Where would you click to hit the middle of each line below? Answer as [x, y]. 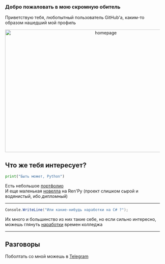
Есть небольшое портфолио [34, 185]
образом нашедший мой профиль [41, 23]
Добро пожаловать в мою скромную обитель [63, 7]
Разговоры [23, 245]
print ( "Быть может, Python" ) [35, 177]
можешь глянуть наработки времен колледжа [54, 224]
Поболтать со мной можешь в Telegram [47, 256]
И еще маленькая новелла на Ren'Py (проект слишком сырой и [72, 191]
